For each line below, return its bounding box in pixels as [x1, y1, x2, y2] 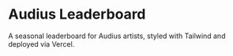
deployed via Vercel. [8, 39, 75, 48]
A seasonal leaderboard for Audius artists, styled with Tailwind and [8, 31, 226, 40]
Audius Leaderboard [8, 5, 146, 23]
